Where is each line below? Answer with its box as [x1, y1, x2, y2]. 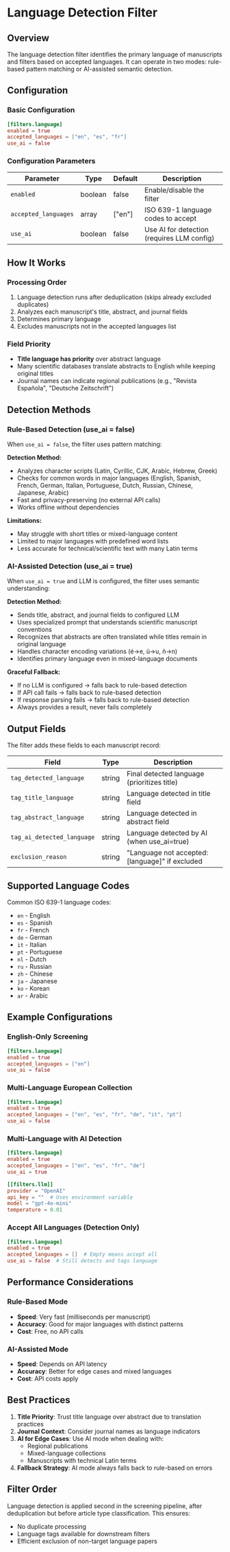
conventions [16, 626, 53, 634]
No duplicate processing [16, 1522, 87, 1531]
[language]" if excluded [126, 856, 203, 866]
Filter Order [7, 1483, 57, 1495]
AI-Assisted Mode [7, 1344, 68, 1354]
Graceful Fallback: [7, 668, 60, 677]
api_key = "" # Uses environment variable [7, 1194, 133, 1201]
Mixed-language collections [27, 1449, 106, 1457]
